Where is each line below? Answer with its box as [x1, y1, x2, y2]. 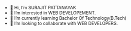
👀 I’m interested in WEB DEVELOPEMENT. [9, 10, 96, 16]
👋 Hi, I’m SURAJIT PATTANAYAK [9, 5, 76, 10]
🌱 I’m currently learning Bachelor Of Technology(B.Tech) [9, 15, 126, 21]
